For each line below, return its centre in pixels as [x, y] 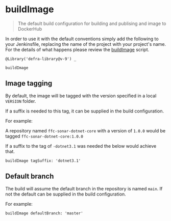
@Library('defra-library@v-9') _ [41, 59]
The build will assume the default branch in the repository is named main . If [84, 188]
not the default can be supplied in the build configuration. [66, 194]
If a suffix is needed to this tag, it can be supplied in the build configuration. [85, 111]
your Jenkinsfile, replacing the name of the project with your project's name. [86, 44]
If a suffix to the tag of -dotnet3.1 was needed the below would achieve [81, 146]
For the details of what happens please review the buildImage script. [77, 49]
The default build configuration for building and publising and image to [92, 23]
